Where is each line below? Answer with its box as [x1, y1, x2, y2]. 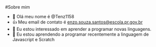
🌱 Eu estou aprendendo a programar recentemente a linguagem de [12, 31, 149, 37]
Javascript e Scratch [12, 37, 55, 42]
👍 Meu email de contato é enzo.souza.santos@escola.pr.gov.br [12, 19, 143, 25]
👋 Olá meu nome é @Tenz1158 [12, 14, 74, 19]
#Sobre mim [5, 4, 30, 10]
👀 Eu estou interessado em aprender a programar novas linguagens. [12, 26, 152, 32]
